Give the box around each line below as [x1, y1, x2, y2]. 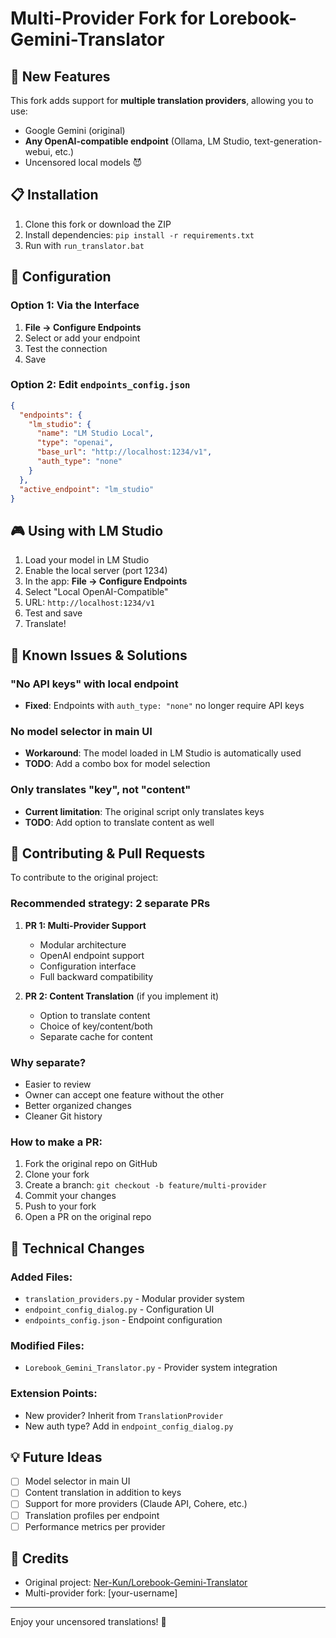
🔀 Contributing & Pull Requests [10, 845, 206, 862]
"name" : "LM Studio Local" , [36, 428, 155, 439]
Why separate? [10, 1055, 87, 1069]
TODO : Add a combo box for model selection [24, 758, 211, 770]
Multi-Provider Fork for [10, 7, 206, 30]
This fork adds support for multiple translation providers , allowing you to [10, 95, 314, 106]
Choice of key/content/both [39, 1020, 153, 1032]
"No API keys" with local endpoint [10, 677, 179, 691]
